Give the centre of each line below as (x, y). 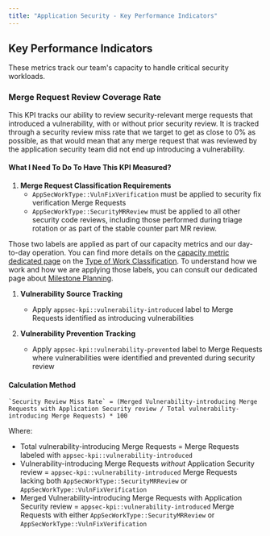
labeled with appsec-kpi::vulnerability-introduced (106, 455)
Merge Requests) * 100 (89, 416)
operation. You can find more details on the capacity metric (131, 252)
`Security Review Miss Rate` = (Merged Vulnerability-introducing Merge (133, 402)
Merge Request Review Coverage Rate (85, 98)
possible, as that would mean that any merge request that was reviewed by (133, 140)
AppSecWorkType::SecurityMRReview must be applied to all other (136, 211)
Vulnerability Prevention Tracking (77, 333)
